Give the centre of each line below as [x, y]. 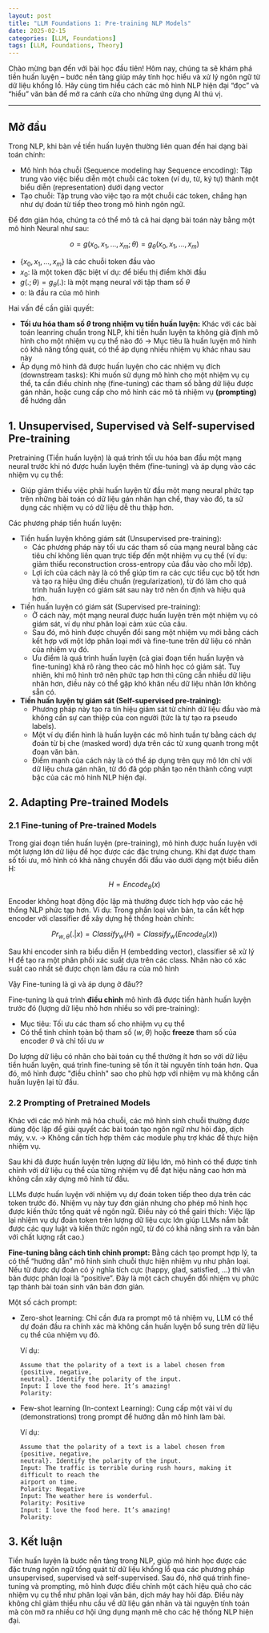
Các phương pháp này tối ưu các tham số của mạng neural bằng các [145, 547]
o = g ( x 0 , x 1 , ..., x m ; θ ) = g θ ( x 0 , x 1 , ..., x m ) [134, 244]
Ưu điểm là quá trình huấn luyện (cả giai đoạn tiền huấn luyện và [138, 658]
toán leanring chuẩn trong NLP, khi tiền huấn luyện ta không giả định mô [139, 332]
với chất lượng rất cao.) [46, 1236]
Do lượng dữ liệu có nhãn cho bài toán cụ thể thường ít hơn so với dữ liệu [128, 1057]
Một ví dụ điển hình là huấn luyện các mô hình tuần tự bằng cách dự [144, 735]
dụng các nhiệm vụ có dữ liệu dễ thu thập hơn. [97, 507]
